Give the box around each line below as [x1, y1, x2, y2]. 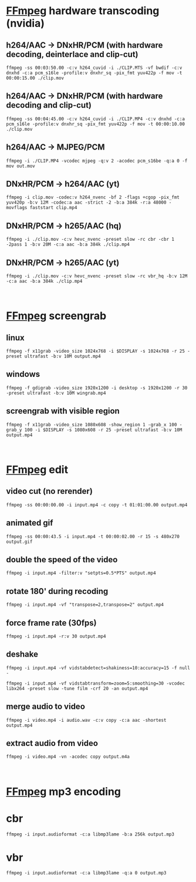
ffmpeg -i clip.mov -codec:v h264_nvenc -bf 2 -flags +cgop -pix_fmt [6, 194, 180, 201]
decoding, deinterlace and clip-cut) [6, 49, 139, 59]
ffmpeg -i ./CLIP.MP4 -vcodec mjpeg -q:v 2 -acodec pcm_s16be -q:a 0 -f [6, 158, 188, 164]
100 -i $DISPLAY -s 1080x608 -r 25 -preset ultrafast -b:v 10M [24, 427, 183, 433]
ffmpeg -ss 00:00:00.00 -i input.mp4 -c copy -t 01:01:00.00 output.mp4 [6, 502, 188, 508]
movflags [6, 205, 28, 211]
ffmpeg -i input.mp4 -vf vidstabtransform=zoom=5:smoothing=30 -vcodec [6, 680, 185, 687]
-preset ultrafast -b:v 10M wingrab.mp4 [6, 390, 107, 396]
